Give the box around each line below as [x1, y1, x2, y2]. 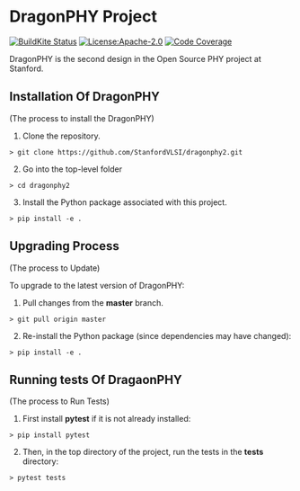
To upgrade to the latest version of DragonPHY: [9, 280, 185, 290]
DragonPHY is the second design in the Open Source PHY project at [9, 53, 262, 64]
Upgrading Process [9, 238, 119, 254]
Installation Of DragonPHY [9, 89, 160, 104]
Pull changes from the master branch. [22, 297, 164, 308]
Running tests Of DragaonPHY [9, 371, 182, 388]
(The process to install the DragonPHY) [9, 112, 154, 123]
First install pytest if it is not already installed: [22, 414, 191, 424]
